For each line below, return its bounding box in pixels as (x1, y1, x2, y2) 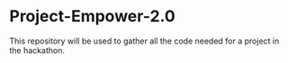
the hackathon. (9, 44, 66, 55)
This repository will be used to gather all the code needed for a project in (9, 35, 280, 46)
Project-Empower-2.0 (9, 6, 175, 27)
